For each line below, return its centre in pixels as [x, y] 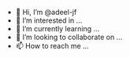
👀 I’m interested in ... [49, 20]
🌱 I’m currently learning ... [58, 29]
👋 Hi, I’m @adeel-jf [46, 12]
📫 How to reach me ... [52, 46]
